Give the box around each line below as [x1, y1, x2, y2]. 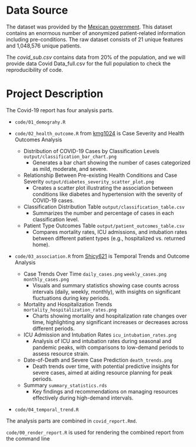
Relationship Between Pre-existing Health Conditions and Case [23, 172, 178, 179]
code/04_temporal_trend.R [14, 407, 79, 413]
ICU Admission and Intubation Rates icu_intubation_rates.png [23, 331, 176, 338]
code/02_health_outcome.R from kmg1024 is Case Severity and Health [14, 129, 185, 137]
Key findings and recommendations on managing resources [32, 388, 179, 395]
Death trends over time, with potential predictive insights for [32, 363, 179, 370]
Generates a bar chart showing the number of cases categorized [32, 158, 191, 166]
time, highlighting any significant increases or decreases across [32, 318, 188, 325]
